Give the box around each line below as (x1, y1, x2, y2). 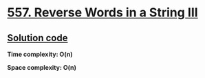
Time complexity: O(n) (7, 50, 73, 58)
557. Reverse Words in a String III (7, 5, 198, 21)
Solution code (7, 32, 68, 44)
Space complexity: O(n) (7, 64, 77, 71)
